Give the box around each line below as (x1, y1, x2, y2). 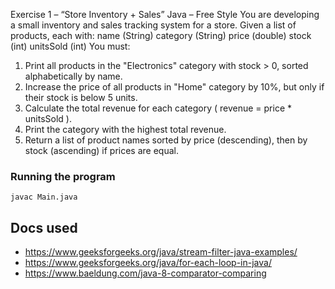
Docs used (10, 219, 78, 236)
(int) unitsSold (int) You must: (10, 40, 131, 52)
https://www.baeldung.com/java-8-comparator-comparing (24, 267, 267, 279)
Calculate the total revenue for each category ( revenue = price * (24, 102, 292, 114)
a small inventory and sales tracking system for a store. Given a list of (10, 19, 297, 31)
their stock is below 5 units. (24, 92, 138, 103)
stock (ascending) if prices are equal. (24, 145, 179, 156)
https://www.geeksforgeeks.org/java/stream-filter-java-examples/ (24, 246, 298, 258)
